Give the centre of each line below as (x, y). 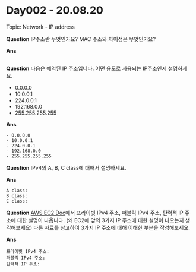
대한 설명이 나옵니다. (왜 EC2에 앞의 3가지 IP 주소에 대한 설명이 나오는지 (100, 220)
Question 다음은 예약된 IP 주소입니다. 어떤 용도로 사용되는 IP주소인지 (87, 68)
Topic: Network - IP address (41, 27)
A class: (17, 191)
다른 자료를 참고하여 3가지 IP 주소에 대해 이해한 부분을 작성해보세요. (112, 227)
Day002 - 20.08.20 (55, 10)
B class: (17, 196)
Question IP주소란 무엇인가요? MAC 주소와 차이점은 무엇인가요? (81, 39)
